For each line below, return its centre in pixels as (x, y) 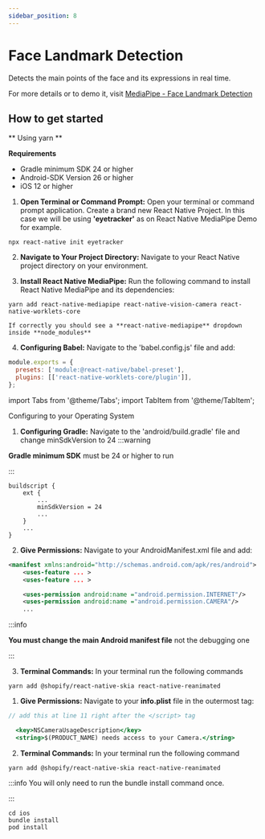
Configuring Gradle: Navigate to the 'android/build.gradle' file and (130, 431)
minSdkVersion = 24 (70, 507)
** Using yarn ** (35, 138)
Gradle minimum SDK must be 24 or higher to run (91, 455)
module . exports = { (41, 363)
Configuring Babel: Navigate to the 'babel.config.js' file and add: (127, 348)
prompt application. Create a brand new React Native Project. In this (132, 211)
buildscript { (32, 486)
